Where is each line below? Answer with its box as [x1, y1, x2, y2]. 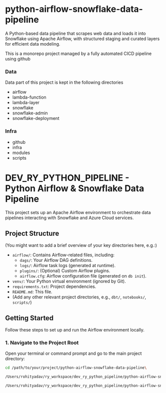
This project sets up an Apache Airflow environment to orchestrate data [5, 210, 151, 216]
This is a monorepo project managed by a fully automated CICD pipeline [5, 51, 152, 56]
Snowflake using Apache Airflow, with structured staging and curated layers [5, 36, 160, 42]
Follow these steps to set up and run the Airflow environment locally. [5, 327, 145, 333]
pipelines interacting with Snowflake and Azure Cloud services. [5, 215, 134, 221]
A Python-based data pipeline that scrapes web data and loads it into [5, 30, 146, 36]
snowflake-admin [12, 110, 48, 116]
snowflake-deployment [12, 115, 60, 121]
